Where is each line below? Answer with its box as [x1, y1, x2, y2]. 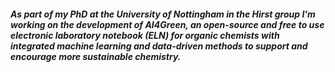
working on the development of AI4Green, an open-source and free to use [10, 18, 325, 30]
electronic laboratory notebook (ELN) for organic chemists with [10, 29, 280, 41]
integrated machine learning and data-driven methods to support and [10, 40, 308, 52]
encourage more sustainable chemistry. [10, 50, 182, 62]
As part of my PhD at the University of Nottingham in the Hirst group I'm [10, 8, 316, 20]
